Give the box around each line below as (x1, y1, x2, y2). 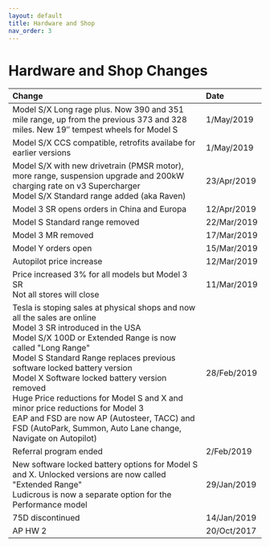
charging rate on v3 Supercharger (12, 180, 141, 191)
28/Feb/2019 (206, 368, 258, 379)
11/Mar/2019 (206, 279, 258, 290)
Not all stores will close (12, 289, 100, 300)
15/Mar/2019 (206, 243, 258, 254)
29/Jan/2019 (206, 479, 257, 491)
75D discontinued (12, 512, 80, 524)
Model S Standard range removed (12, 216, 140, 228)
